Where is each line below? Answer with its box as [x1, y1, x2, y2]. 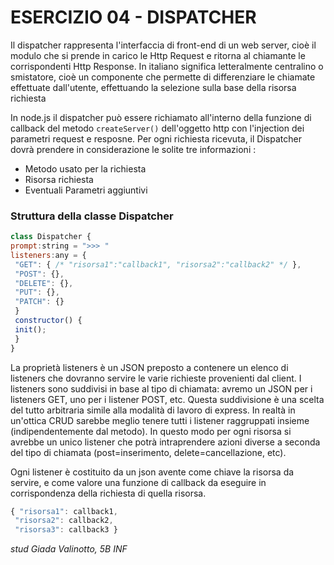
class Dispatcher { [10, 232, 92, 242]
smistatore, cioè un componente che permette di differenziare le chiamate [10, 71, 316, 83]
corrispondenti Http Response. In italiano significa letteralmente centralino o [10, 60, 324, 72]
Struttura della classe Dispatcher [10, 209, 174, 223]
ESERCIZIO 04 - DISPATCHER [10, 6, 257, 29]
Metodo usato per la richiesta [24, 162, 147, 175]
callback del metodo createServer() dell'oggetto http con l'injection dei [10, 122, 305, 134]
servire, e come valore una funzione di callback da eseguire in [10, 476, 267, 488]
